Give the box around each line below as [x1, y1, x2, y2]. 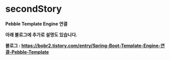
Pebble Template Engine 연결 [5, 21, 68, 27]
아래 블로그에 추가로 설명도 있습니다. [5, 31, 78, 37]
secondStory [5, 3, 62, 15]
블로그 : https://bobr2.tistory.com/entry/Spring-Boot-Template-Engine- [5, 42, 161, 49]
